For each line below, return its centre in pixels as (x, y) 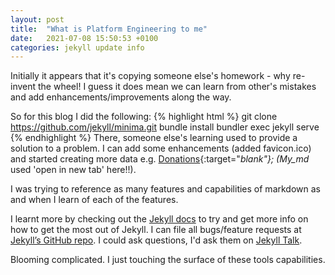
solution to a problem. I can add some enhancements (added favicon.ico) (161, 148)
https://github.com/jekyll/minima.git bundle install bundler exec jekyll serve (165, 127)
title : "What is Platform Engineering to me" (109, 29)
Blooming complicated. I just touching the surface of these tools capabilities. (168, 260)
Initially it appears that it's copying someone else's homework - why (150, 76)
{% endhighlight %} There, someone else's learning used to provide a (154, 138)
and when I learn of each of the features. (94, 200)
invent (23, 87)
